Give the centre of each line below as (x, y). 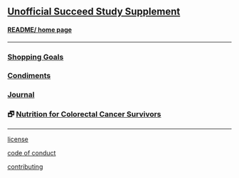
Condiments (29, 76)
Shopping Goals (36, 57)
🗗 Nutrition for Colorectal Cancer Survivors (84, 114)
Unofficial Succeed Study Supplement (94, 12)
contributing (25, 167)
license (18, 139)
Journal (21, 95)
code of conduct (32, 152)
